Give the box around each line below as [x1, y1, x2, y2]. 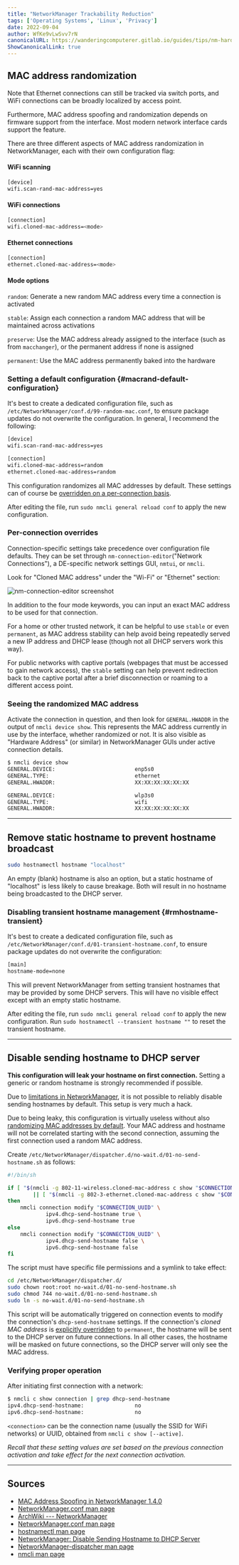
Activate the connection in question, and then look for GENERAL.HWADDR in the [7, 715, 229, 723]
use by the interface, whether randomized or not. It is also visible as [7, 731, 206, 739]
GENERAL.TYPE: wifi [7, 798, 148, 805]
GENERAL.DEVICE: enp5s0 [7, 766, 154, 773]
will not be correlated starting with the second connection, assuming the [7, 1129, 220, 1137]
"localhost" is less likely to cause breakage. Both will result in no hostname [7, 881, 227, 890]
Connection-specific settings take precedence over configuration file [7, 544, 210, 553]
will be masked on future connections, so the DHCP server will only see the [7, 1340, 228, 1349]
